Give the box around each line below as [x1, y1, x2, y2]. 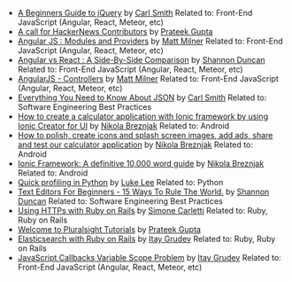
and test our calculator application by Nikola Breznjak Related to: [17, 139, 254, 150]
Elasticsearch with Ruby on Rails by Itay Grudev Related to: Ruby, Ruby [17, 234, 276, 244]
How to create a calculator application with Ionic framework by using [17, 111, 268, 121]
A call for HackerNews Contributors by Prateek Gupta [17, 27, 213, 36]
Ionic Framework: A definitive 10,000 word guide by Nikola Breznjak [17, 159, 265, 168]
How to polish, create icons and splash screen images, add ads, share [17, 130, 273, 140]
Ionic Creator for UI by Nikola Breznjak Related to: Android [17, 121, 230, 131]
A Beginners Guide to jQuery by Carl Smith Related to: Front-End [17, 8, 253, 18]
